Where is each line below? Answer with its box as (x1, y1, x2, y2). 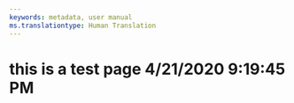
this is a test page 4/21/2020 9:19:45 (9, 59, 286, 79)
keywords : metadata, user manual (9, 12, 133, 22)
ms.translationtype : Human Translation (9, 21, 157, 30)
